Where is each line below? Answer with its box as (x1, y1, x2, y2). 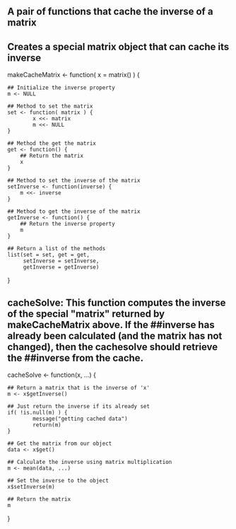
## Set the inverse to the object (7, 477, 110, 484)
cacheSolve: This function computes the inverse (7, 296, 226, 308)
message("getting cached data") (33, 415, 129, 423)
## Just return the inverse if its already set (7, 403, 151, 410)
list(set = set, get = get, (7, 251, 90, 259)
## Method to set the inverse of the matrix (7, 177, 141, 185)
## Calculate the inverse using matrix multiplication (7, 459, 172, 466)
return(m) (33, 422, 61, 429)
